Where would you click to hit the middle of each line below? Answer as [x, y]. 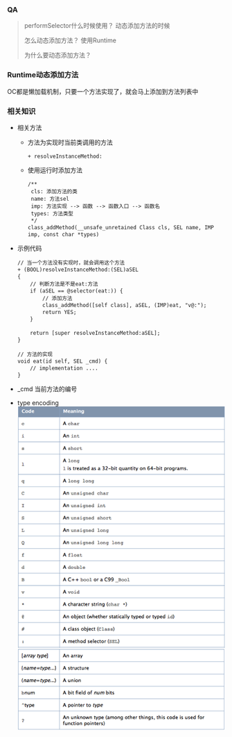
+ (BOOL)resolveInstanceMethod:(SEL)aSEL [78, 270]
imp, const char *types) [63, 234]
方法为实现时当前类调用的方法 [70, 142]
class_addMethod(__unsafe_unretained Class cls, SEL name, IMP [121, 227]
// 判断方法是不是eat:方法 [64, 284]
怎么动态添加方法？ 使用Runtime [70, 40]
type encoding [38, 403]
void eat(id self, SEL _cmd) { [62, 361]
